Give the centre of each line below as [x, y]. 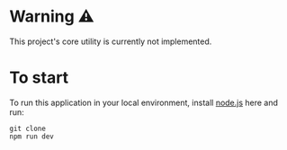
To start [39, 78]
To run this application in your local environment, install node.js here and [144, 102]
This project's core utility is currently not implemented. [111, 41]
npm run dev [31, 137]
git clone [28, 128]
